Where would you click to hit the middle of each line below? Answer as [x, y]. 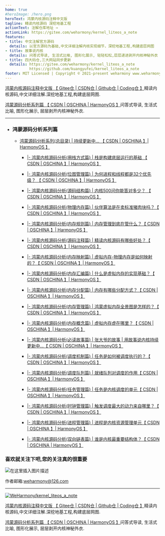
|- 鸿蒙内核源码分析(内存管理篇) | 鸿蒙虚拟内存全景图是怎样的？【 [93, 307]
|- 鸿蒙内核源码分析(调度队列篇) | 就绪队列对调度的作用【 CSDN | [92, 373]
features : [15, 37]
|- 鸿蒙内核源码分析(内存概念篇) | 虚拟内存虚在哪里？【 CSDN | [90, 323]
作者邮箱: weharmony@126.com [37, 481]
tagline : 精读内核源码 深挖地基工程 [38, 23]
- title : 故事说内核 [24, 51]
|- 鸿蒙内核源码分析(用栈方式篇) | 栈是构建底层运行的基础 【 [87, 158]
